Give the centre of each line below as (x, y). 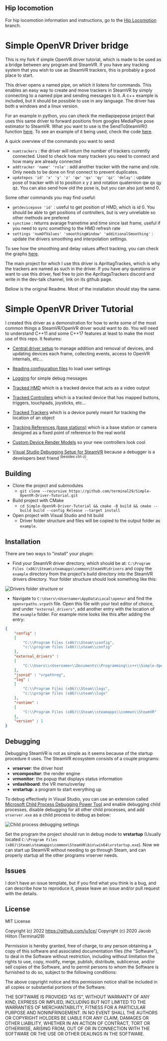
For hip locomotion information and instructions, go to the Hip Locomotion (81, 20)
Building (18, 473)
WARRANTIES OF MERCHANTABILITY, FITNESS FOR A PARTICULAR (75, 1007)
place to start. (19, 75)
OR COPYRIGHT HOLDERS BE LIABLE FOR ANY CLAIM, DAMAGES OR (77, 1018)
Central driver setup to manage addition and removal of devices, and (83, 348)
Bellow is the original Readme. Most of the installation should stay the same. (83, 289)
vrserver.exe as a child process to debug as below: (58, 815)
